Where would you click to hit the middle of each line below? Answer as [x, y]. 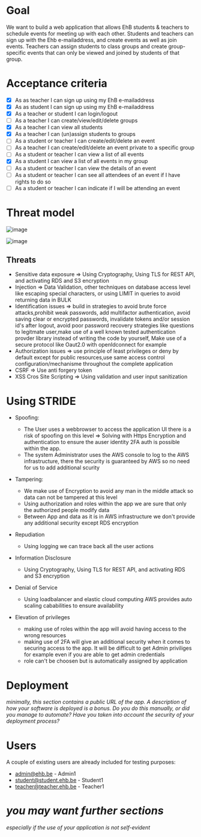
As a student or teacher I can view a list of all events [79, 155]
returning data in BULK [43, 300]
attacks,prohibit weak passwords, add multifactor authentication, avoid [103, 313]
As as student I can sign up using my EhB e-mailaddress [84, 107]
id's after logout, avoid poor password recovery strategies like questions [104, 326]
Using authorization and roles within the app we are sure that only [105, 504]
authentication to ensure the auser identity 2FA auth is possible [102, 442]
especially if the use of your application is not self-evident [78, 827]
